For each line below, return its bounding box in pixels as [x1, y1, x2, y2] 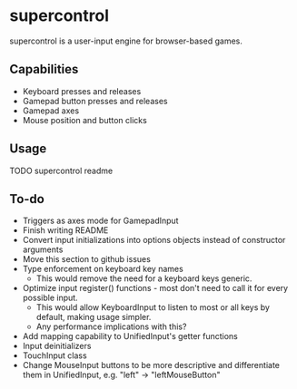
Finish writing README [22, 225, 109, 236]
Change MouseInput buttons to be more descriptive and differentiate [22, 360, 280, 371]
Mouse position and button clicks [22, 114, 147, 125]
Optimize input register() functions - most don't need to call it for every [22, 283, 289, 294]
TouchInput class [22, 350, 88, 361]
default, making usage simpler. [35, 312, 152, 323]
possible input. [22, 292, 79, 304]
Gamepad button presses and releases [22, 95, 168, 106]
